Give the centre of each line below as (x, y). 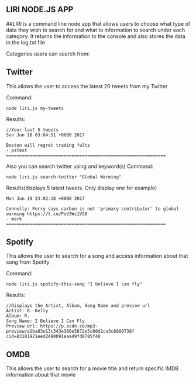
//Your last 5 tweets (32, 130)
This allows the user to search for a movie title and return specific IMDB (92, 368)
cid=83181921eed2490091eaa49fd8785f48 (53, 337)
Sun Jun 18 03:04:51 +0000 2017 (45, 135)
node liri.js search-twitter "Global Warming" (64, 177)
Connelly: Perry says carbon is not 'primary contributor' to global (93, 209)
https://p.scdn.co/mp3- (69, 326)
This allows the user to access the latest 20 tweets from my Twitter (87, 86)
